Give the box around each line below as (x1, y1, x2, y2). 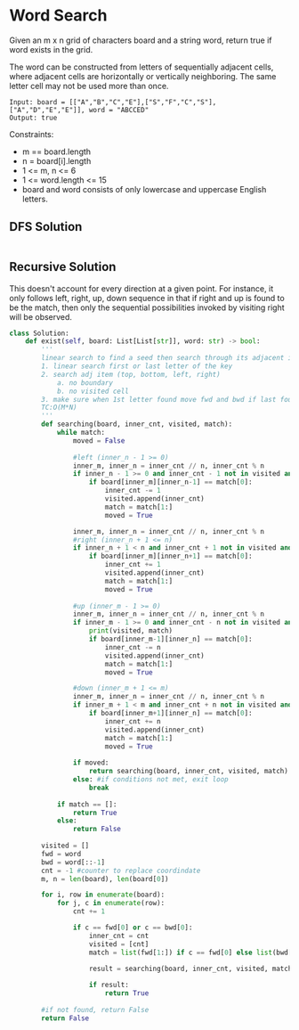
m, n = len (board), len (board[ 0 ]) (41, 874, 169, 883)
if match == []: (56, 799, 117, 809)
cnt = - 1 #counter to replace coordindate (41, 866, 201, 875)
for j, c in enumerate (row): (56, 899, 166, 908)
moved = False (72, 436, 125, 446)
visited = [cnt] (88, 939, 149, 949)
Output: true (9, 113, 58, 122)
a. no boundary (56, 378, 114, 388)
